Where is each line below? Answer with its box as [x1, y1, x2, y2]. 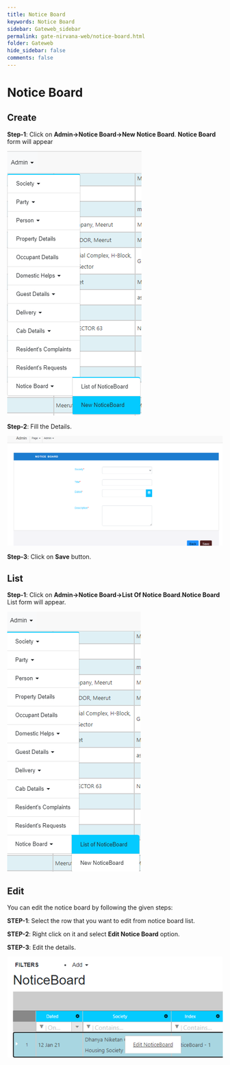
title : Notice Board [7, 11, 66, 18]
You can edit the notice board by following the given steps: [7, 903, 173, 911]
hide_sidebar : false [7, 47, 66, 54]
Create [7, 112, 37, 123]
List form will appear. [7, 598, 66, 607]
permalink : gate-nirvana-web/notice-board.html [7, 33, 146, 40]
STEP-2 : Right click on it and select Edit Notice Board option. [7, 929, 180, 938]
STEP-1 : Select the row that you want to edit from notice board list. [7, 916, 195, 925]
